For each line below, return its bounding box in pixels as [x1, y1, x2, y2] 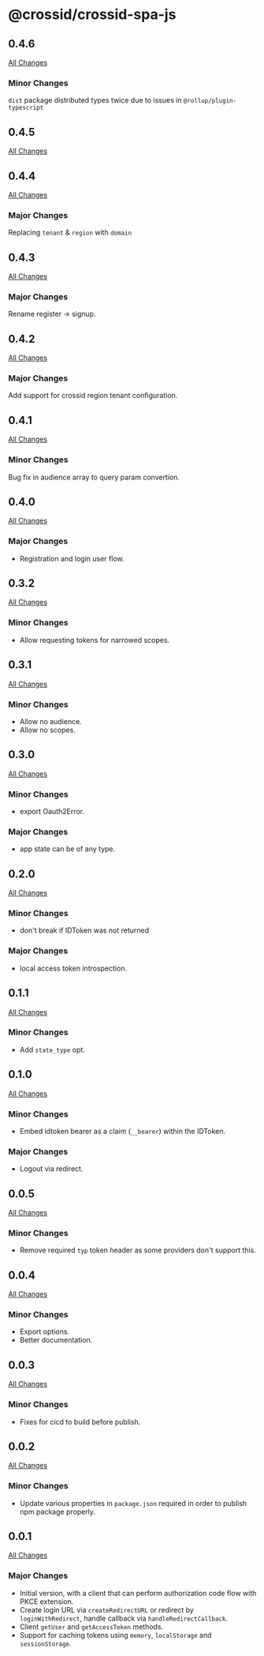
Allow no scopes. [19, 725, 76, 734]
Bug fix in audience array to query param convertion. [8, 472, 180, 482]
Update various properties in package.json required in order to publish [19, 1498, 247, 1508]
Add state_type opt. [19, 1045, 85, 1054]
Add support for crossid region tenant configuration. [8, 391, 178, 400]
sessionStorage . [19, 1639, 73, 1648]
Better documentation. [19, 1335, 93, 1345]
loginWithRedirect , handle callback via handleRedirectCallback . [19, 1613, 229, 1623]
